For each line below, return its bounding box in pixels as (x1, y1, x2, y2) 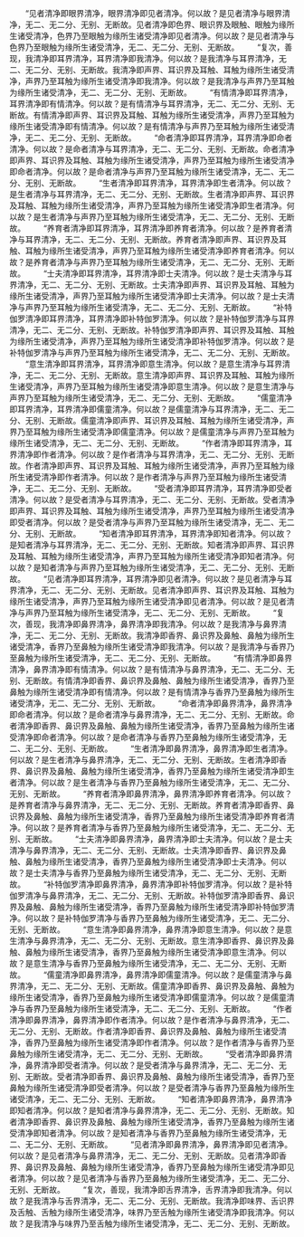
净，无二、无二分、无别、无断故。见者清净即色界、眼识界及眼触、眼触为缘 (9, 19, 287, 30)
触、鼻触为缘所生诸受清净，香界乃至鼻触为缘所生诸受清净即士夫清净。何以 (9, 856, 287, 867)
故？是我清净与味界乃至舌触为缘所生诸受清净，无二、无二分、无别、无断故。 (9, 1218, 295, 1229)
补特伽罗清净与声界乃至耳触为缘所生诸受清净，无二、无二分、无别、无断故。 (9, 347, 295, 357)
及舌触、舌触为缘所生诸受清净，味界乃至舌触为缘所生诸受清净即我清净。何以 (9, 1207, 295, 1217)
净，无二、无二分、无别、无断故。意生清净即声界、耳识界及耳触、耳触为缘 (9, 370, 287, 380)
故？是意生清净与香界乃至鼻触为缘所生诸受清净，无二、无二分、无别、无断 (9, 958, 287, 968)
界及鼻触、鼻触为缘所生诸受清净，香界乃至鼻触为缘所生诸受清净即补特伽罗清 (9, 901, 295, 912)
